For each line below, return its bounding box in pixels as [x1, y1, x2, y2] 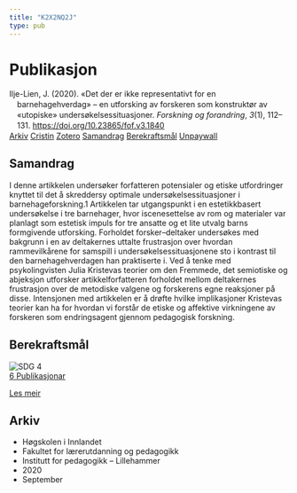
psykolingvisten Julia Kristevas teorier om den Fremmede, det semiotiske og [9, 264, 288, 275]
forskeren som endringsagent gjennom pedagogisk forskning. [9, 311, 235, 322]
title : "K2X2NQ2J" [9, 12, 77, 22]
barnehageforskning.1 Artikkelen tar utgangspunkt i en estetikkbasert [9, 199, 262, 209]
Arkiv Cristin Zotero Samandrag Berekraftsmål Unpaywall [9, 130, 218, 141]
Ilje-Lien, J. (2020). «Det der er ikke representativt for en [9, 89, 216, 99]
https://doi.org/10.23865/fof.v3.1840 [32, 121, 165, 131]
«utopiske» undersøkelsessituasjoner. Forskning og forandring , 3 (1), [17, 110, 266, 121]
